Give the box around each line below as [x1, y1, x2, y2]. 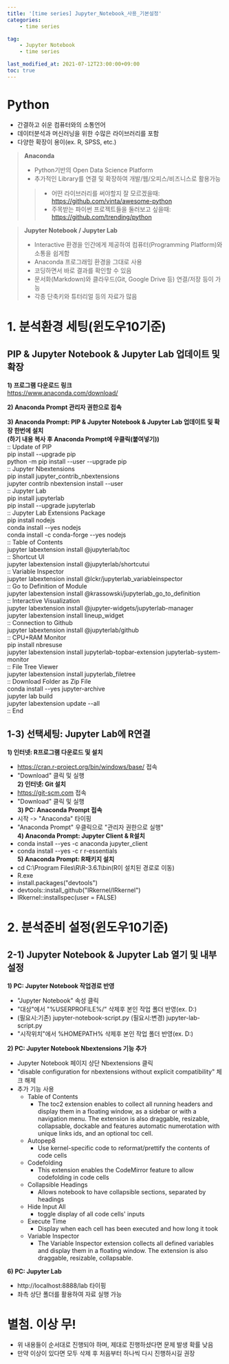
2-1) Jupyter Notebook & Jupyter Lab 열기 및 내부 [7, 949, 217, 961]
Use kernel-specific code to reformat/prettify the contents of [37, 1143, 210, 1152]
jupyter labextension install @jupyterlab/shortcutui [7, 560, 150, 568]
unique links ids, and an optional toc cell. [37, 1129, 153, 1137]
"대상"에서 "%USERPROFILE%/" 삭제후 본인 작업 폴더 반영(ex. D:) [17, 1005, 197, 1013]
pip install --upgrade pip [7, 450, 76, 458]
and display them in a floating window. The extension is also [37, 1246, 208, 1254]
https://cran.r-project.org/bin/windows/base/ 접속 [17, 762, 158, 771]
